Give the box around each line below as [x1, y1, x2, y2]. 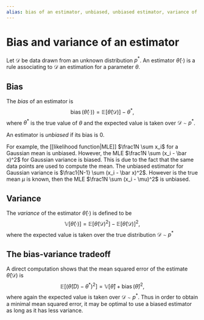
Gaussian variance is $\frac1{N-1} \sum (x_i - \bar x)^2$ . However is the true [6, 169, 198, 176]
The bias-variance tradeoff [6, 249, 111, 260]
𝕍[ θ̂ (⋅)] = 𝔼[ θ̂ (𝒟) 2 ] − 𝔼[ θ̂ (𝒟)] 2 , [65, 219, 140, 227]
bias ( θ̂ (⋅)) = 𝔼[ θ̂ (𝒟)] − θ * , [70, 107, 135, 115]
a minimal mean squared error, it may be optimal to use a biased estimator [6, 300, 192, 307]
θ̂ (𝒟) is [6, 272, 24, 279]
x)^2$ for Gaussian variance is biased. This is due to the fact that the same [6, 156, 194, 164]
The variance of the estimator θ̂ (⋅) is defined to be [6, 209, 132, 217]
